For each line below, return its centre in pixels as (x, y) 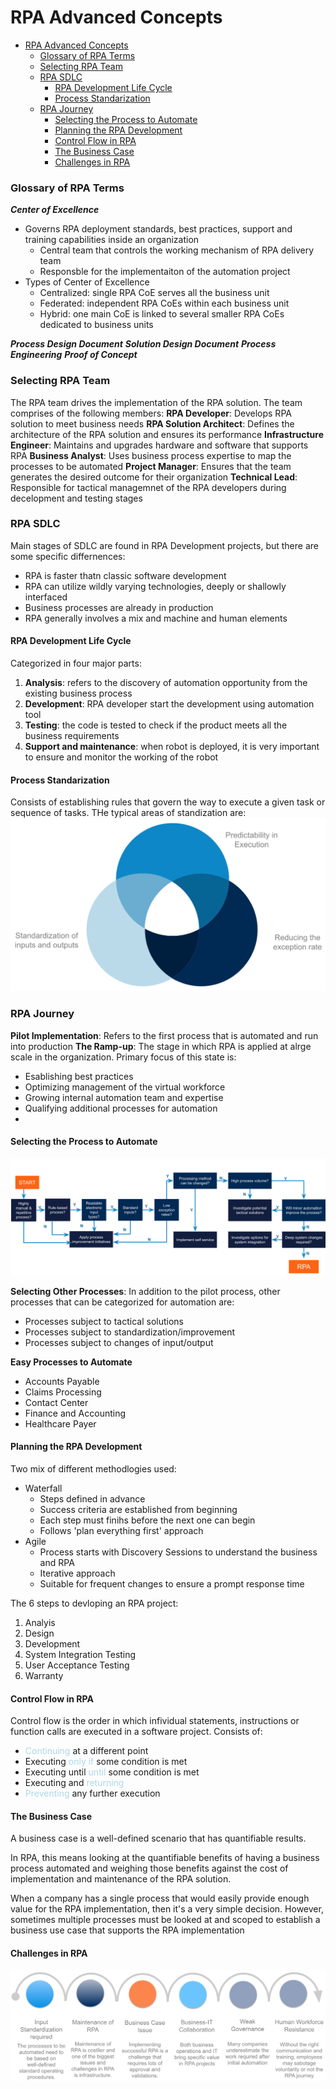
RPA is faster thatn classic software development (125, 575)
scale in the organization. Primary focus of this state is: (123, 1057)
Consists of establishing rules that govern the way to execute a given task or (168, 802)
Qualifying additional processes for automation (121, 1108)
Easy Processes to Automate (71, 1362)
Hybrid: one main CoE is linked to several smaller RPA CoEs (162, 314)
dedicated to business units (96, 325)
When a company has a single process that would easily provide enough (160, 1898)
